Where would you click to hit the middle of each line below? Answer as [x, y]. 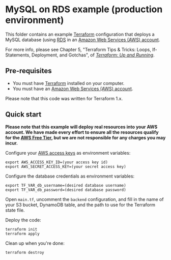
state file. [15, 210]
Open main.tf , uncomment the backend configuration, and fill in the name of [84, 199]
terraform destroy [25, 252]
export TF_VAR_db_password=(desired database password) [66, 190]
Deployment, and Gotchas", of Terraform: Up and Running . [93, 55]
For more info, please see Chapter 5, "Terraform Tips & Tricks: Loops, [78, 49]
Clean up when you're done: [35, 243]
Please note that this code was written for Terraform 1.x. [64, 98]
